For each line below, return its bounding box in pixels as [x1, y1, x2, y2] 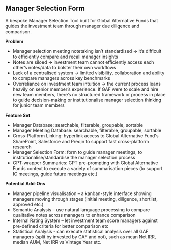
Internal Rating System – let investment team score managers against [12, 217, 158, 224]
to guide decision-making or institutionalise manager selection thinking [12, 97, 162, 103]
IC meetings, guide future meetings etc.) [12, 171, 98, 177]
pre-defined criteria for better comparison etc [12, 223, 109, 229]
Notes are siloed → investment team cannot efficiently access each [12, 59, 154, 65]
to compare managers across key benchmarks [12, 75, 110, 81]
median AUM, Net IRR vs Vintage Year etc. [12, 239, 102, 245]
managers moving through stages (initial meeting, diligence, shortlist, [12, 196, 158, 202]
